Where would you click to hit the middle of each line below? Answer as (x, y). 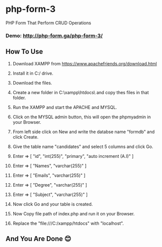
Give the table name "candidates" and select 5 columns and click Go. (83, 147)
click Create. (26, 137)
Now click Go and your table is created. (53, 204)
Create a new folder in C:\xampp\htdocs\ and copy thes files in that (81, 92)
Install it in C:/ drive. (33, 73)
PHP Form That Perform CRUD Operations (49, 23)
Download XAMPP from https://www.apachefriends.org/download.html (85, 63)
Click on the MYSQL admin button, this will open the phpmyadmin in (82, 117)
